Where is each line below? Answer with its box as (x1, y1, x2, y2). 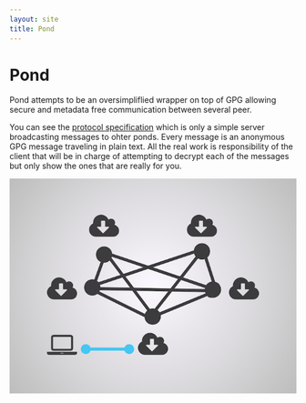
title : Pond (9, 24, 55, 34)
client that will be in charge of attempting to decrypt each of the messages (9, 151, 290, 162)
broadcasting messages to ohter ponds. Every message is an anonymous (9, 132, 285, 143)
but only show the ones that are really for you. (9, 160, 182, 172)
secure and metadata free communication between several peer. (9, 105, 252, 116)
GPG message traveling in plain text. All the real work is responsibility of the (9, 141, 293, 152)
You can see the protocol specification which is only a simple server (9, 122, 266, 133)
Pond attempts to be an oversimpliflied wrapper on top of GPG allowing (9, 95, 277, 106)
